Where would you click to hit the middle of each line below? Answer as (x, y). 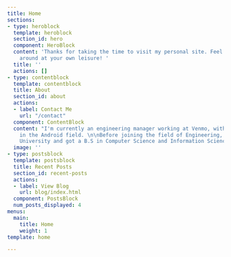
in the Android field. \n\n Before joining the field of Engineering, (121, 135)
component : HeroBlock (44, 45)
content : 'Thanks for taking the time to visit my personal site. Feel (118, 52)
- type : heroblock (33, 26)
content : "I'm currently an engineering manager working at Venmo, (112, 128)
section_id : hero (38, 39)
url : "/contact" (43, 115)
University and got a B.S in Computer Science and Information (112, 142)
